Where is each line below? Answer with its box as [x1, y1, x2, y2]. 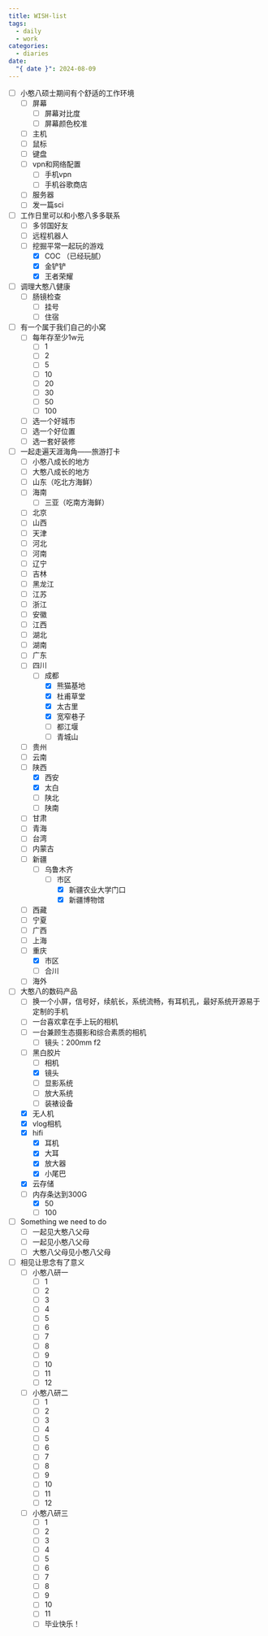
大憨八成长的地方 [32, 467, 90, 477]
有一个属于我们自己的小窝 [19, 322, 106, 332]
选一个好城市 [32, 416, 76, 426]
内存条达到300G [32, 1189, 88, 1199]
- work [15, 34, 38, 43]
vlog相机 [32, 1119, 62, 1129]
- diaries [15, 50, 49, 58]
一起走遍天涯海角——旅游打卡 [19, 447, 120, 456]
